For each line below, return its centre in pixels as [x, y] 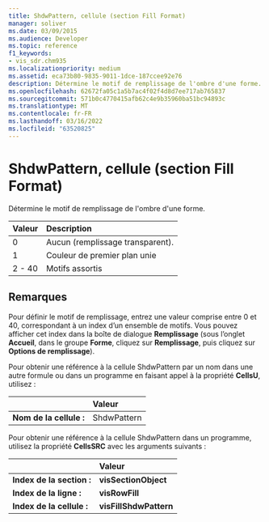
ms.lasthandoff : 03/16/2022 [56, 121]
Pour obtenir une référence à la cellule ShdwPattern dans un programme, [130, 437]
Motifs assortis [74, 268]
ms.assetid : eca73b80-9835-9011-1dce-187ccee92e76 [95, 76]
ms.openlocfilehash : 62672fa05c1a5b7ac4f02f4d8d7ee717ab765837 [117, 91]
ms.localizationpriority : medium [65, 69]
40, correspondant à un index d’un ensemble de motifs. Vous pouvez [123, 325]
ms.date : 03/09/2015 [43, 31]
